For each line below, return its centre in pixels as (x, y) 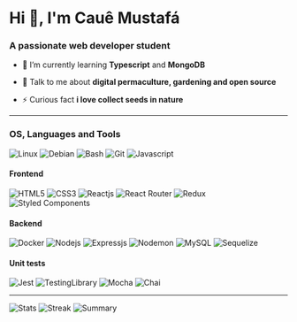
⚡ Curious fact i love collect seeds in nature (103, 100)
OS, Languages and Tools (65, 134)
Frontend (27, 174)
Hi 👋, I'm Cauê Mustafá (95, 18)
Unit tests (27, 263)
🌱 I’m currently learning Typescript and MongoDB (114, 65)
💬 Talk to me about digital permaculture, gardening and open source (149, 82)
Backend (26, 223)
